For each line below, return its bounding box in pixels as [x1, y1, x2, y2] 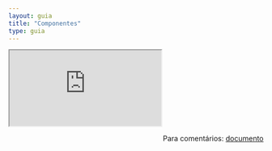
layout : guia [8, 11, 53, 20]
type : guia [8, 27, 45, 35]
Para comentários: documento [163, 134, 264, 144]
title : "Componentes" [8, 19, 82, 27]
